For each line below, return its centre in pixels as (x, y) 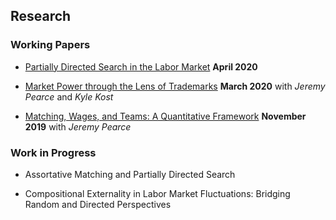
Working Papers (50, 45)
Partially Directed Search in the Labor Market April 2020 (141, 66)
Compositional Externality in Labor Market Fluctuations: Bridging (157, 193)
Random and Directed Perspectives (98, 204)
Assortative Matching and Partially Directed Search (130, 174)
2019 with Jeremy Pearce (78, 126)
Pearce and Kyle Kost (69, 96)
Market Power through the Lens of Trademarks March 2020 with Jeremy (175, 86)
